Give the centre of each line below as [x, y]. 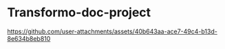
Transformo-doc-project [79, 13]
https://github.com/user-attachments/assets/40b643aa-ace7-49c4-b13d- [112, 31]
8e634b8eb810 [29, 38]
